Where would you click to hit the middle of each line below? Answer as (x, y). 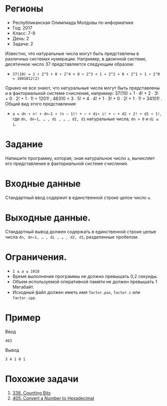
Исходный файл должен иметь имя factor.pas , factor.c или (76, 292)
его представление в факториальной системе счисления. (67, 163)
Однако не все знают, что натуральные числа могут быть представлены (83, 87)
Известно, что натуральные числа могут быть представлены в (72, 53)
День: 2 (20, 38)
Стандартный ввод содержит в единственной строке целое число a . (78, 197)
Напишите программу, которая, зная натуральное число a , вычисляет (80, 158)
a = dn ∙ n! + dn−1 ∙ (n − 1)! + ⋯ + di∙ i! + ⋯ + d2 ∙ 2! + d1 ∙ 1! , (87, 113)
